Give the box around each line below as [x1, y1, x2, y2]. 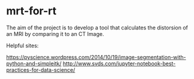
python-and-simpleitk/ [6, 60, 62, 67]
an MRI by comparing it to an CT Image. [6, 30, 104, 37]
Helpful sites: [6, 42, 39, 49]
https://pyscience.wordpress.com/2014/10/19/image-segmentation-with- [6, 53, 187, 60]
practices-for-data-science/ [6, 66, 75, 73]
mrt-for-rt [6, 4, 57, 18]
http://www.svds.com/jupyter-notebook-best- [62, 60, 176, 67]
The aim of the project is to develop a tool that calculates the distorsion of [6, 24, 189, 31]
